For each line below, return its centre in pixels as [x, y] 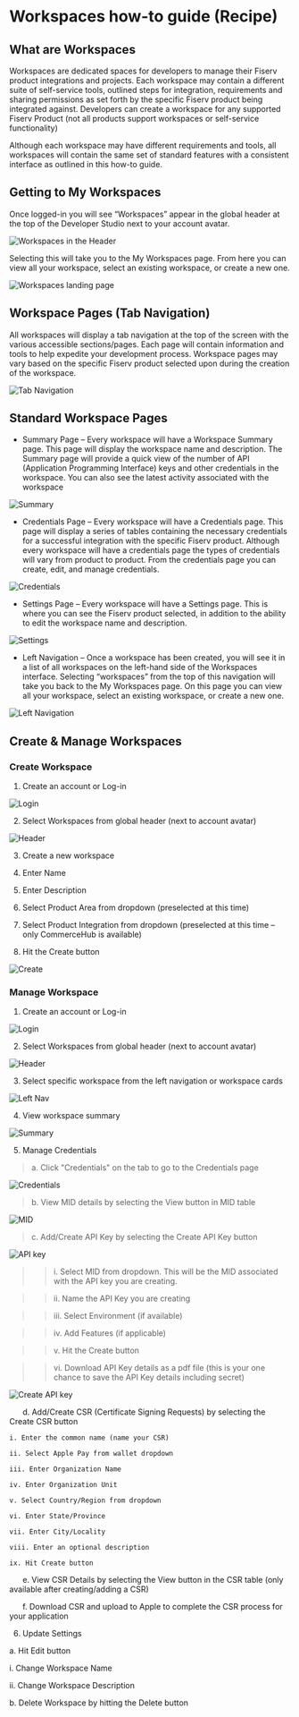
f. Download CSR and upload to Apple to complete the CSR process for [152, 1607]
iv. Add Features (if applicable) [110, 1333]
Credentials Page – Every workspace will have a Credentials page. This [153, 522]
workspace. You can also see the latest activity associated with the [145, 478]
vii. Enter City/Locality [57, 1532]
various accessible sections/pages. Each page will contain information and [146, 344]
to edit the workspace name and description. [104, 623]
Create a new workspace [68, 855]
